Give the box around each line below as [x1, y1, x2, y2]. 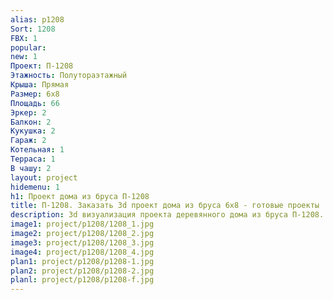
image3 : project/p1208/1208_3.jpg [10, 237, 155, 248]
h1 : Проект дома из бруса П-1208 [10, 191, 150, 201]
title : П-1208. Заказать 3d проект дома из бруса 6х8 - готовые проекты [10, 201, 320, 211]
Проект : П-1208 [10, 61, 74, 71]
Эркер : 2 [10, 107, 47, 118]
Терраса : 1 [10, 154, 56, 164]
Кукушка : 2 [10, 126, 56, 136]
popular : [10, 42, 47, 53]
